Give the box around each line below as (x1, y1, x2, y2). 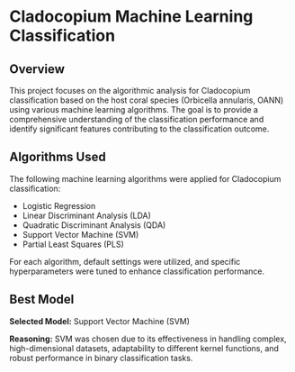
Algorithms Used (9, 150, 106, 165)
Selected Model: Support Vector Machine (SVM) (9, 315, 191, 326)
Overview (9, 61, 66, 77)
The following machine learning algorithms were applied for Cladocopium (9, 173, 282, 184)
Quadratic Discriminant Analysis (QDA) (22, 219, 166, 231)
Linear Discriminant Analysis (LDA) (22, 210, 151, 221)
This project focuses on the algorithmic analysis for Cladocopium (9, 86, 251, 95)
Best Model (9, 292, 75, 307)
